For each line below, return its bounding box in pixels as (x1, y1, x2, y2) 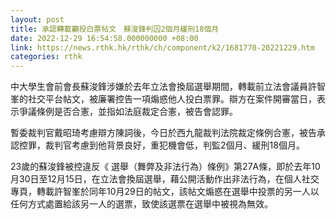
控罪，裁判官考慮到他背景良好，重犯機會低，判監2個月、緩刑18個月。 (18, 139, 305, 151)
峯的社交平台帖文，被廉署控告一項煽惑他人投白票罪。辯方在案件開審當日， (10, 93, 317, 105)
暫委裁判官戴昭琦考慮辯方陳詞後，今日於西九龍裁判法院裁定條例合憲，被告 (10, 127, 317, 139)
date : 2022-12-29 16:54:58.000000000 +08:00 (10, 33, 199, 43)
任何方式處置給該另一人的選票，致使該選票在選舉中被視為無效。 (10, 198, 273, 210)
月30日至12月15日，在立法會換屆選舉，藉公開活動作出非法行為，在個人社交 (10, 173, 320, 185)
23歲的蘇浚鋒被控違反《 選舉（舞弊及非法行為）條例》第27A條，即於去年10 (10, 161, 321, 173)
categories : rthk (10, 52, 83, 62)
